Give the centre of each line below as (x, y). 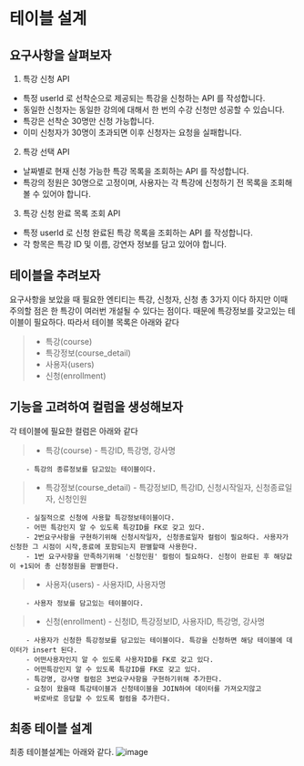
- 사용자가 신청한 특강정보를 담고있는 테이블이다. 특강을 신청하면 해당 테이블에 (154, 640)
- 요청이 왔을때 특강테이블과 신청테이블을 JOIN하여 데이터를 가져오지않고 (144, 688)
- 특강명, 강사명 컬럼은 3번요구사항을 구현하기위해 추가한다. (124, 679)
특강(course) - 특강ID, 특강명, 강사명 (110, 450)
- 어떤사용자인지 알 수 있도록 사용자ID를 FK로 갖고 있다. (120, 659)
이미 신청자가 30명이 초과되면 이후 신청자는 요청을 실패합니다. (132, 132)
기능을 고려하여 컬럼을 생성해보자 (96, 407)
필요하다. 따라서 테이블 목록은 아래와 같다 (106, 322)
